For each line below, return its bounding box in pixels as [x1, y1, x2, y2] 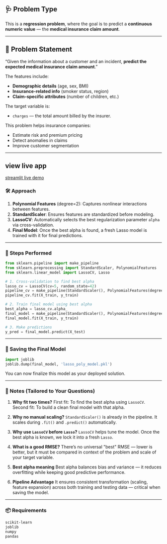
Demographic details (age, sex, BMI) [12, 83, 89, 89]
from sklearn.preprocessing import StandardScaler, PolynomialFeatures [5, 265, 157, 271]
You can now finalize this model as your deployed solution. [5, 370, 126, 376]
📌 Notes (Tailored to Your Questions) [5, 388, 95, 395]
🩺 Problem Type [5, 5, 58, 13]
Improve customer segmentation [12, 142, 80, 149]
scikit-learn [5, 520, 32, 525]
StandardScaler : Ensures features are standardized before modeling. [12, 211, 155, 217]
